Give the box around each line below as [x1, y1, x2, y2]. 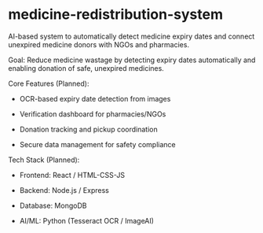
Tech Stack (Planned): [8, 155, 80, 165]
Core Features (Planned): [8, 79, 89, 88]
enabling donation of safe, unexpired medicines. [8, 63, 165, 72]
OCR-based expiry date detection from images [19, 94, 171, 103]
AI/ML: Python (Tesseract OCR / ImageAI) [19, 216, 155, 225]
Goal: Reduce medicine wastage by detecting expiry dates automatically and [8, 55, 256, 65]
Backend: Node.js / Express [19, 185, 110, 194]
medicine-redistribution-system [8, 6, 224, 24]
